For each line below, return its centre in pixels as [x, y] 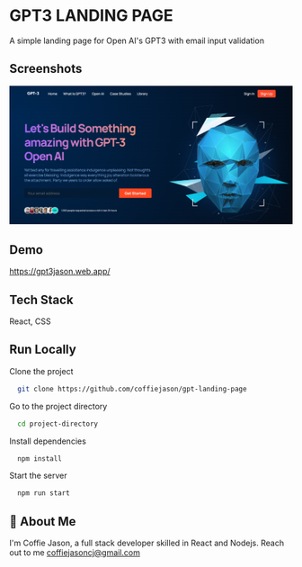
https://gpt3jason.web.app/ [60, 272]
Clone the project [41, 371]
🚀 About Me [43, 522]
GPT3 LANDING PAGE [91, 16]
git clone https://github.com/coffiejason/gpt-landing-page [132, 389]
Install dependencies [48, 441]
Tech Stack [41, 299]
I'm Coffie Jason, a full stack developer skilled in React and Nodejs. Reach [147, 543]
